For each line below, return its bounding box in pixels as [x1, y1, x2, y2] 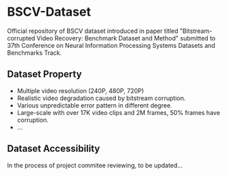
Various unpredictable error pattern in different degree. [16, 101, 172, 110]
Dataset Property [7, 68, 82, 80]
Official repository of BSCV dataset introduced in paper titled [7, 27, 179, 35]
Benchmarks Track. [7, 49, 62, 57]
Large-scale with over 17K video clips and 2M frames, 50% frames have [16, 108, 220, 116]
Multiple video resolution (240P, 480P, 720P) [16, 86, 144, 95]
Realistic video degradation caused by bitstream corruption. [16, 94, 186, 102]
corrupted [7, 34, 36, 42]
